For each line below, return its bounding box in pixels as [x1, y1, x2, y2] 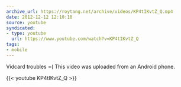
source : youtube [6, 19, 46, 25]
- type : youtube [6, 31, 46, 36]
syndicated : [6, 25, 35, 31]
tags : [6, 42, 20, 48]
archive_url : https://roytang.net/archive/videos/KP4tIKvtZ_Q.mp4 [6, 8, 173, 15]
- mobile [6, 47, 28, 53]
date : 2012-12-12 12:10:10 [6, 14, 73, 20]
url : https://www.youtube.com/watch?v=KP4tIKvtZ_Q [11, 36, 139, 42]
